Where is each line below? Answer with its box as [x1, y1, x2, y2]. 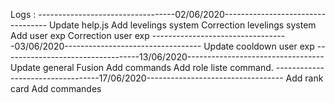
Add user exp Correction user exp [10, 30, 150, 41]
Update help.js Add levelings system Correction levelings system [48, 19, 317, 31]
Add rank [285, 72, 324, 84]
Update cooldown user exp [203, 40, 315, 52]
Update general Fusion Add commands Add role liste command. [10, 62, 274, 73]
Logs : [10, 9, 37, 20]
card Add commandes [10, 83, 102, 94]
